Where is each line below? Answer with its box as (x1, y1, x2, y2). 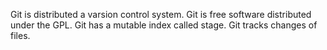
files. (10, 30, 31, 41)
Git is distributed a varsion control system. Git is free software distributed (10, 9, 312, 20)
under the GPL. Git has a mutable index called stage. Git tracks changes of (10, 19, 318, 31)
